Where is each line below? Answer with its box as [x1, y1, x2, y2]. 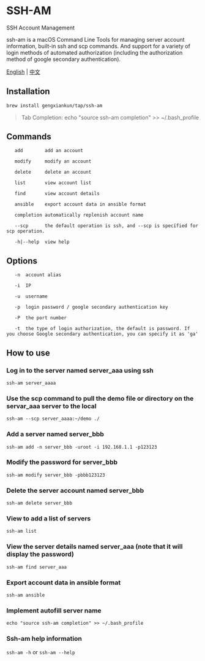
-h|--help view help [14, 239, 70, 245]
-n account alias [14, 272, 62, 278]
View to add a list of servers [6, 514, 91, 523]
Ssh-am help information [6, 635, 83, 643]
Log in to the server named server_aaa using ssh [6, 366, 154, 374]
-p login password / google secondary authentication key [14, 304, 168, 311]
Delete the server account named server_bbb [6, 486, 144, 495]
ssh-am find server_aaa [6, 564, 67, 570]
